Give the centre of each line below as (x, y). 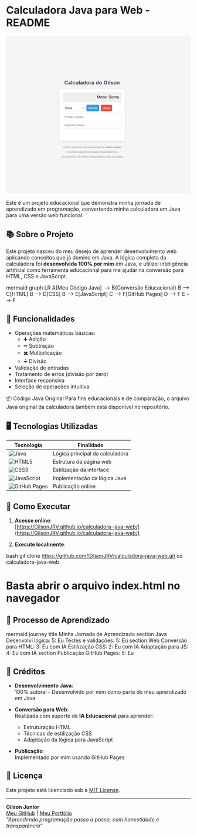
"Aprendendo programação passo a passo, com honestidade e (83, 819)
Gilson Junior (23, 807)
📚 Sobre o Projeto (40, 234)
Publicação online (74, 486)
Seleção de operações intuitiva (52, 387)
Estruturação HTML (47, 727)
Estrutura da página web (82, 462)
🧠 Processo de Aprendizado (58, 620)
